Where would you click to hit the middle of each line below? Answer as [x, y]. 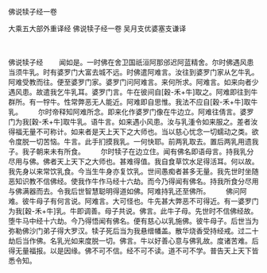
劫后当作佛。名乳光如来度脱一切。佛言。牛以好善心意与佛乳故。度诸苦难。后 [133, 241]
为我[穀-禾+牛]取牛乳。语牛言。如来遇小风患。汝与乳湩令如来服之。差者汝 [136, 122]
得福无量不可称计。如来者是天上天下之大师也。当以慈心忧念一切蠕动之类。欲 [133, 132]
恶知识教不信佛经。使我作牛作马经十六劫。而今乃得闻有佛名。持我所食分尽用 [133, 181]
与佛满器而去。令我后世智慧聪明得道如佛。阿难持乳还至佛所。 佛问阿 [128, 191]
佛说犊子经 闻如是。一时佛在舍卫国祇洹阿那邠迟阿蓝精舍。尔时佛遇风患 [131, 62]
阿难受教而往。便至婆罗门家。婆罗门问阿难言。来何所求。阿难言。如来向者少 [133, 82]
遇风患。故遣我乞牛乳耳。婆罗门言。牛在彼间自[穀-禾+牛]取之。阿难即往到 [130, 92]
